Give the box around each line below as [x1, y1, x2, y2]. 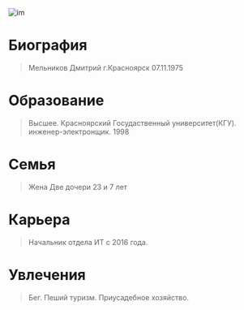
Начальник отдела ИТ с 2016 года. [28, 237, 148, 247]
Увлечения [8, 265, 87, 284]
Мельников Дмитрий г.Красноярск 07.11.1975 [28, 62, 184, 72]
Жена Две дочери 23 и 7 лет [28, 182, 128, 192]
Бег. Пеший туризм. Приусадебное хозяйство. [28, 292, 189, 302]
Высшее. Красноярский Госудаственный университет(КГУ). [28, 118, 237, 127]
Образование [8, 92, 105, 110]
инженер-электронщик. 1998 [28, 127, 130, 136]
